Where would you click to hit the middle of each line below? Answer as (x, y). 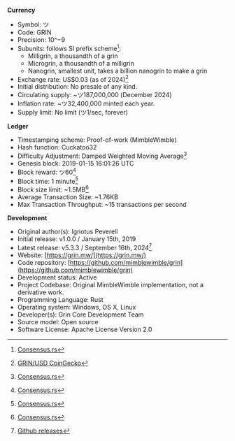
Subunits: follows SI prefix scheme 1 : (69, 48)
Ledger (18, 126)
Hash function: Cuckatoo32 (57, 147)
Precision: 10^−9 (41, 40)
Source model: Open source (58, 321)
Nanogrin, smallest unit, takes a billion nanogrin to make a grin (117, 71)
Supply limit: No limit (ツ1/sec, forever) (72, 113)
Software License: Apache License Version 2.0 (85, 329)
